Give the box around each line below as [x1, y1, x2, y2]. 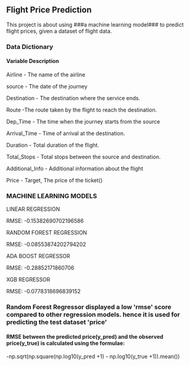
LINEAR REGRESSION [6, 205, 61, 213]
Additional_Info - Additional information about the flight [6, 165, 143, 172]
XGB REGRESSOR [6, 276, 50, 284]
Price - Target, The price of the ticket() [6, 176, 103, 184]
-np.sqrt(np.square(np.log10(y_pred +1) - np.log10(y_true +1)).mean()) [6, 353, 180, 360]
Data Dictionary [6, 42, 53, 51]
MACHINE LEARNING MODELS [6, 191, 97, 200]
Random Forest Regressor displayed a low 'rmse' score [6, 303, 172, 311]
